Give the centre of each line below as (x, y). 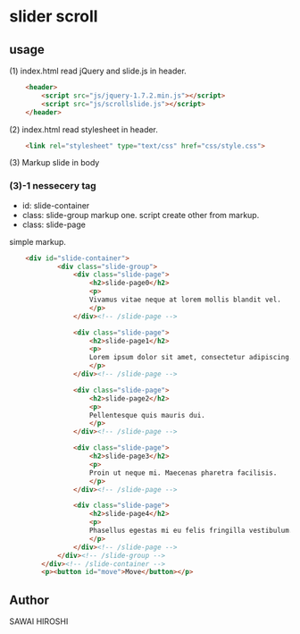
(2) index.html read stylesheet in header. (84, 129)
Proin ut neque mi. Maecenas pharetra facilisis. (183, 473)
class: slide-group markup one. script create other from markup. (141, 215)
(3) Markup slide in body (54, 163)
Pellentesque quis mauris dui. (147, 415)
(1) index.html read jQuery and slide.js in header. (98, 71)
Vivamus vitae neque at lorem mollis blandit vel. (185, 300)
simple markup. (38, 241)
